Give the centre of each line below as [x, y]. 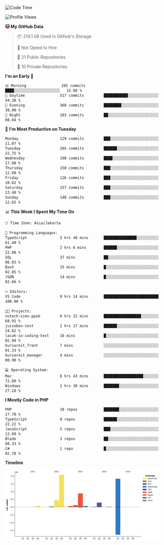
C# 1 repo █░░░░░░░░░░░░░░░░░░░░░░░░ [82, 449]
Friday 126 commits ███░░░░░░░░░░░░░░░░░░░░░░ [82, 178]
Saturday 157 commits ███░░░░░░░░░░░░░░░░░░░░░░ [82, 188]
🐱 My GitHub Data [24, 26]
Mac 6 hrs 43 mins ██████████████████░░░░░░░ [82, 376]
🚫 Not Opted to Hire [37, 47]
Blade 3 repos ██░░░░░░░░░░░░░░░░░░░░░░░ [82, 439]
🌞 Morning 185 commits [45, 86]
